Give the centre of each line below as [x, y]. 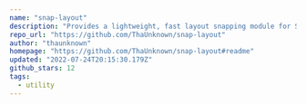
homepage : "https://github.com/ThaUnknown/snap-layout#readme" [132, 52]
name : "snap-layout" [49, 18]
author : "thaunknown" [51, 43]
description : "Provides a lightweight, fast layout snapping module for [150, 26]
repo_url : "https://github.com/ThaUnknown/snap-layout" [117, 34]
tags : [20, 77]
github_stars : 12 [42, 69]
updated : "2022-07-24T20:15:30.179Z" [81, 60]
